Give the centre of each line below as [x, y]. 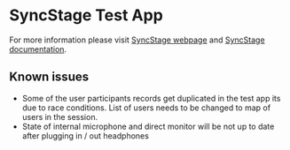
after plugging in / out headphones [85, 135]
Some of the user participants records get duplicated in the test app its [151, 98]
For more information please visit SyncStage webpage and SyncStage [137, 40]
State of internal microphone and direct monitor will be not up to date [148, 126]
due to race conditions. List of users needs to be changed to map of [146, 108]
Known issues [49, 77]
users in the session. [60, 116]
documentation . [38, 49]
